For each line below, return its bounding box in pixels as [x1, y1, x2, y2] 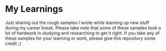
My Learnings [5, 3, 63, 15]
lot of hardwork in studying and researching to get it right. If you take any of [5, 30, 160, 36]
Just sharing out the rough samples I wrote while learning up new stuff [5, 20, 150, 25]
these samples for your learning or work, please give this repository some [5, 35, 156, 41]
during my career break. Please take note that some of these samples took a [5, 25, 161, 30]
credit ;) [5, 40, 21, 46]
